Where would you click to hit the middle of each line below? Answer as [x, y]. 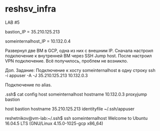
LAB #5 [12, 22]
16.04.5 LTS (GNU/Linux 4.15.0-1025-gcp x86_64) [54, 123]
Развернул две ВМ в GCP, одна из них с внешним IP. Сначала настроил [79, 50]
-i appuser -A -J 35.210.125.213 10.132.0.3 [47, 75]
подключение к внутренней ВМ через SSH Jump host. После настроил [78, 56]
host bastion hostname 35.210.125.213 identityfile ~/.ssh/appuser [70, 109]
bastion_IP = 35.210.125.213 [32, 32]
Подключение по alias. [29, 85]
